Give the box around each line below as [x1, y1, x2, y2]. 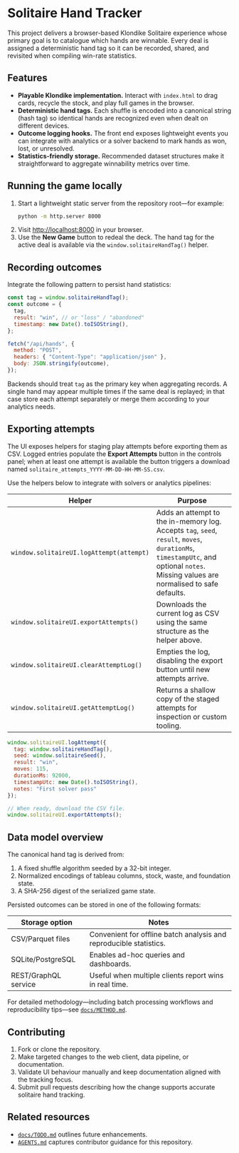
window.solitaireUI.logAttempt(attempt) [11, 548, 149, 557]
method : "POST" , [14, 347, 62, 354]
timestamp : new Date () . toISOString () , [14, 320, 129, 327]
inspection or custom [156, 711, 228, 721]
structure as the [156, 626, 210, 636]
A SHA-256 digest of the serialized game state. [17, 887, 156, 895]
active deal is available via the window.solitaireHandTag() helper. [17, 240, 209, 249]
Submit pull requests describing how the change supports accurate [17, 1082, 216, 1091]
